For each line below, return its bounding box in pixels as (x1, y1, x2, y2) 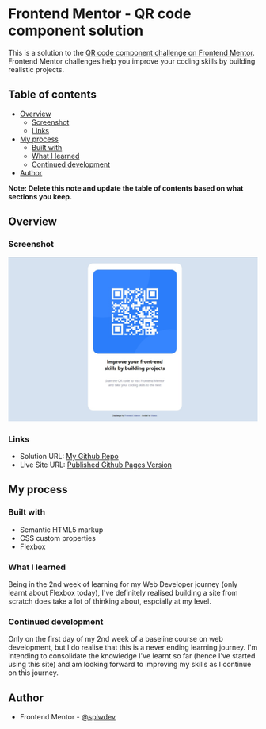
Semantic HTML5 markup (19, 525, 104, 534)
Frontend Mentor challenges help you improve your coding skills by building (8, 56, 256, 66)
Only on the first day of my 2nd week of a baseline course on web (8, 634, 223, 644)
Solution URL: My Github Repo (19, 451, 119, 461)
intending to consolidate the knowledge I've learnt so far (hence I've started (8, 651, 256, 661)
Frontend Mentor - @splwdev (19, 712, 116, 722)
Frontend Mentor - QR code (8, 5, 192, 23)
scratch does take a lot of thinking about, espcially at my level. (8, 596, 212, 606)
